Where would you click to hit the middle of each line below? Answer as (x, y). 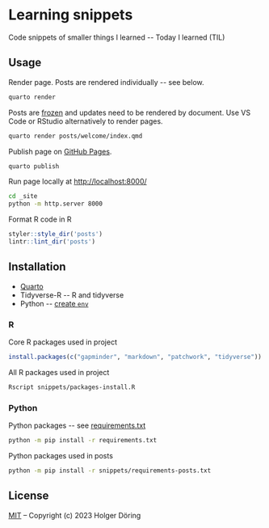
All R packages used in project (59, 372)
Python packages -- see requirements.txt (77, 425)
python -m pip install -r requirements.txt (83, 441)
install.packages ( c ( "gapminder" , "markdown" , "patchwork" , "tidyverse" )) (135, 357)
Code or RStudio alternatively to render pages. (86, 121)
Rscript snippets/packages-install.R (72, 387)
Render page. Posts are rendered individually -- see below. (106, 82)
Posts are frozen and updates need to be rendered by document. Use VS (130, 112)
